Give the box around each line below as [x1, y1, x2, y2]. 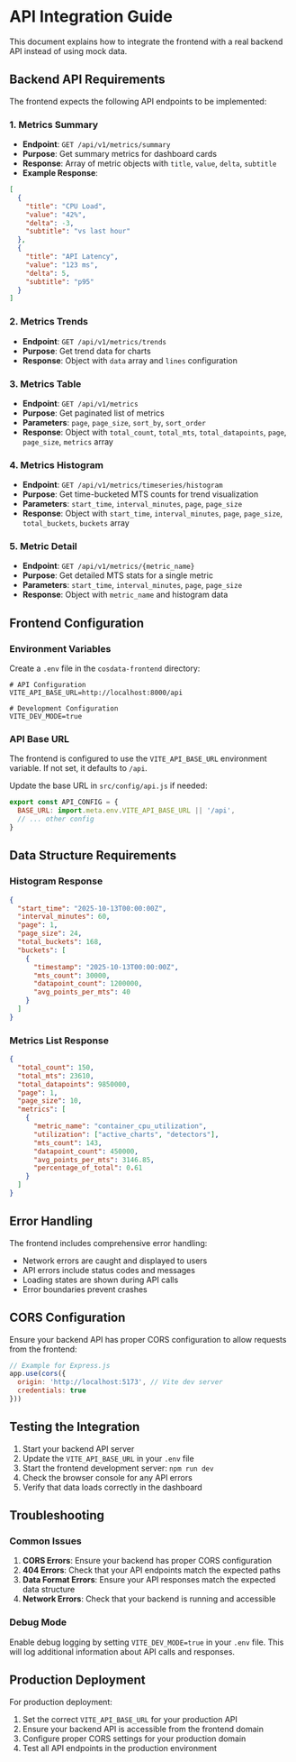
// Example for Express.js [9, 1361, 111, 1370]
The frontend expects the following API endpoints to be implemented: [9, 96, 267, 106]
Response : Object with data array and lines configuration [22, 354, 238, 366]
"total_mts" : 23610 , [17, 1071, 94, 1080]
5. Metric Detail [9, 540, 78, 553]
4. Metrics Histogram [9, 458, 104, 471]
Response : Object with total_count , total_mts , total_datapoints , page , [22, 427, 287, 437]
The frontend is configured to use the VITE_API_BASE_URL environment [9, 753, 267, 764]
